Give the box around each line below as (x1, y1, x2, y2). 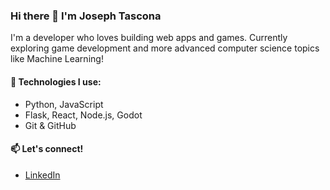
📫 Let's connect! (10, 143, 84, 155)
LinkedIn (24, 169, 61, 181)
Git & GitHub (24, 119, 77, 131)
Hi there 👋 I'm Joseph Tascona (10, 9, 162, 23)
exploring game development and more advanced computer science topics (10, 42, 320, 54)
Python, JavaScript (24, 98, 104, 110)
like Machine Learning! (10, 53, 104, 65)
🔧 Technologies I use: (10, 75, 102, 88)
